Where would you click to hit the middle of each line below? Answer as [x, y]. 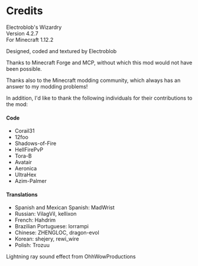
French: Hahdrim [35, 220]
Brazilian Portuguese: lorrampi [51, 226]
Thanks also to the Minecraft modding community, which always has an [93, 80]
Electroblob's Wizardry [34, 27]
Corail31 [25, 131]
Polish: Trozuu [32, 245]
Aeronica [26, 169]
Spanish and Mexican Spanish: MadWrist [65, 208]
